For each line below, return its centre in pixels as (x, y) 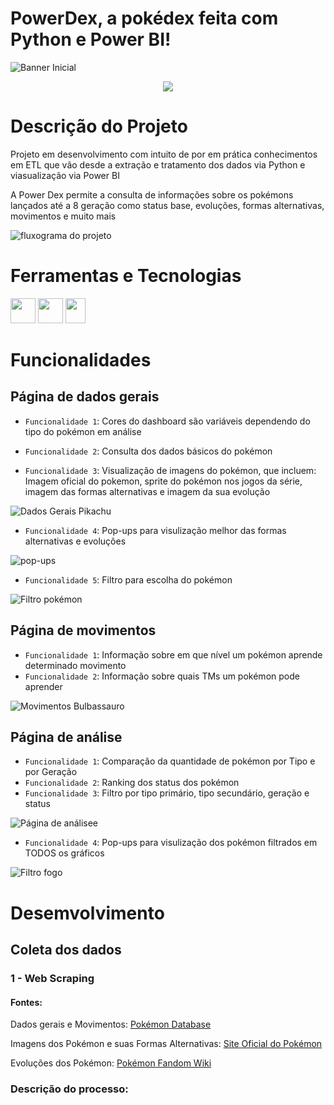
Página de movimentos (83, 630)
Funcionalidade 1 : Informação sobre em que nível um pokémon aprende (173, 654)
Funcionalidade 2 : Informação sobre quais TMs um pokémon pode (162, 676)
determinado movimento (75, 665)
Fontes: (26, 1002)
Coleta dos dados (66, 950)
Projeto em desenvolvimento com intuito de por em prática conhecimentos (164, 154)
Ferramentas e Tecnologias (126, 276)
